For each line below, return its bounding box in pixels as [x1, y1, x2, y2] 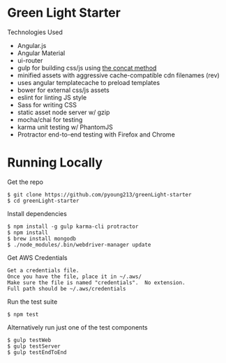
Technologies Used [7, 28, 63, 36]
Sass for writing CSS [17, 100, 77, 109]
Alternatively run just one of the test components [7, 323, 148, 332]
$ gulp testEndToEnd [7, 348, 68, 356]
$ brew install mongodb [7, 235, 77, 242]
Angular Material [17, 49, 66, 57]
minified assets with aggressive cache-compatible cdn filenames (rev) [17, 71, 220, 79]
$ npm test [7, 311, 39, 318]
